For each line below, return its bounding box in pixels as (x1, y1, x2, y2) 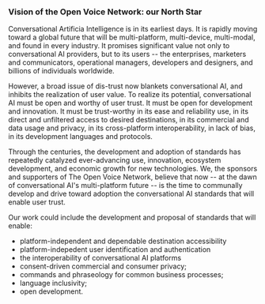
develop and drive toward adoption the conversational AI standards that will (8, 189, 255, 199)
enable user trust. (8, 197, 66, 207)
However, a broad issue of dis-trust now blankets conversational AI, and (8, 81, 243, 91)
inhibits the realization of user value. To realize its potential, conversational (8, 90, 252, 99)
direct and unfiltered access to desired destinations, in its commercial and (8, 115, 249, 125)
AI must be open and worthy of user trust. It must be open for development (8, 98, 253, 108)
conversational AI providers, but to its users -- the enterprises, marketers (8, 50, 247, 59)
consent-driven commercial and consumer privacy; (19, 261, 187, 271)
